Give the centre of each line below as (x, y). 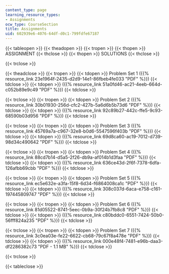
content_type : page (26, 10)
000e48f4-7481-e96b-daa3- (133, 241)
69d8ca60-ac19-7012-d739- (132, 136)
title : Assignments (26, 29)
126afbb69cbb (21, 168)
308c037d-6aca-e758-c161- (132, 189)
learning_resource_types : (33, 15)
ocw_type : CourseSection (32, 24)
